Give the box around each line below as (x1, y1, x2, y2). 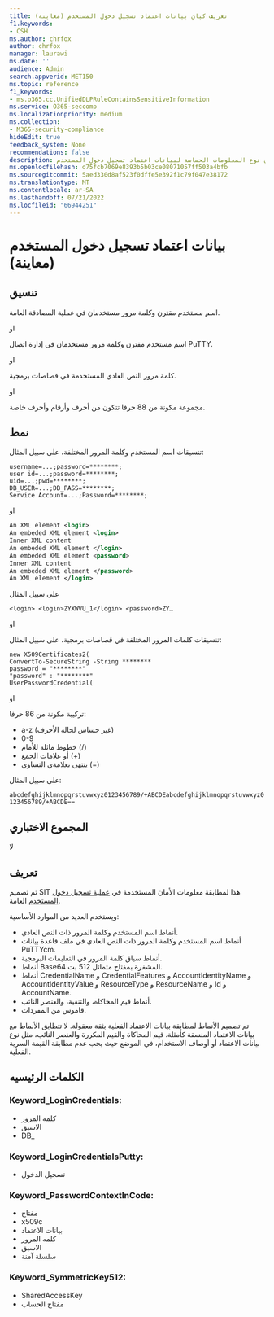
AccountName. (20, 987, 72, 997)
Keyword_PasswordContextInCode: (9, 1189, 154, 1201)
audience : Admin (9, 65, 64, 73)
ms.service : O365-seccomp (9, 103, 97, 111)
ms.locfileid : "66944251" (9, 201, 97, 209)
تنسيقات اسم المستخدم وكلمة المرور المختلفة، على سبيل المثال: (9, 447, 204, 457)
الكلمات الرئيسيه (9, 1070, 85, 1084)
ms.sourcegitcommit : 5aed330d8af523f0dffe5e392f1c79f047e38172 (9, 171, 228, 179)
